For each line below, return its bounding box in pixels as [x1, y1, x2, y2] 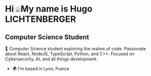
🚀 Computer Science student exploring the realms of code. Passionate [5, 46, 146, 51]
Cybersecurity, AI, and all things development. [5, 56, 98, 61]
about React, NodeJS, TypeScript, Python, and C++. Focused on [5, 51, 135, 57]
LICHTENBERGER [5, 14, 76, 25]
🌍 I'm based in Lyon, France [12, 66, 70, 71]
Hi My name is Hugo [5, 3, 93, 15]
